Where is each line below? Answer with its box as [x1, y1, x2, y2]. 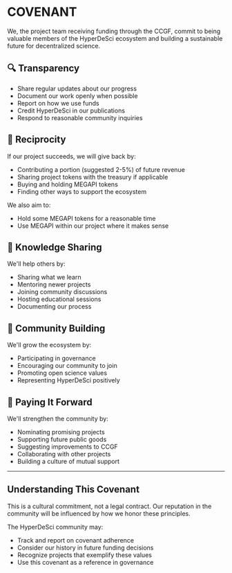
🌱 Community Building [7, 322, 106, 334]
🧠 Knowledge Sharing [7, 241, 102, 253]
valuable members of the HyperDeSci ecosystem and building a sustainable [7, 34, 223, 42]
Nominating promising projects [17, 428, 105, 436]
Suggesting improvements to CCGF [17, 443, 119, 451]
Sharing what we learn [17, 273, 81, 282]
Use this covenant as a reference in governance [17, 558, 154, 566]
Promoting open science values [17, 369, 108, 377]
